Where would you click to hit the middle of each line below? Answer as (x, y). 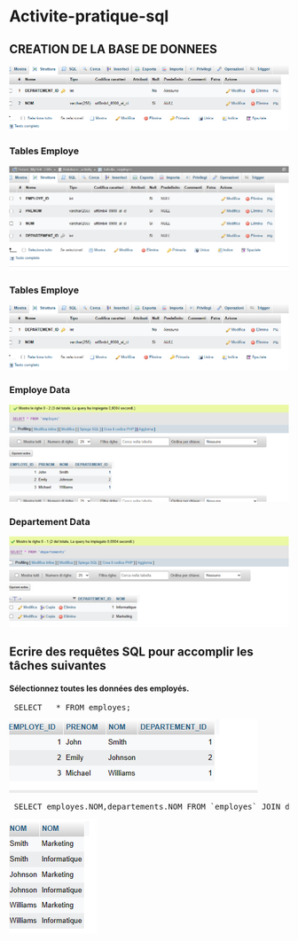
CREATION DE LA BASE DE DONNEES (113, 49)
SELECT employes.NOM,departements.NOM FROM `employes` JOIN (147, 807)
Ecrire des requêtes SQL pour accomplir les (132, 652)
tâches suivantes (58, 666)
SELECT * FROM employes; (72, 708)
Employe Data (40, 390)
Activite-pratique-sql (89, 16)
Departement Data (50, 521)
